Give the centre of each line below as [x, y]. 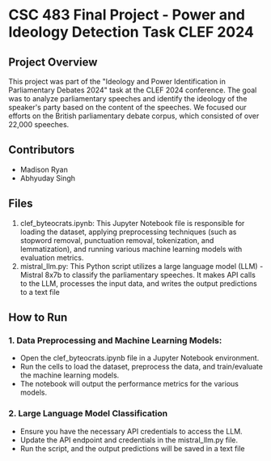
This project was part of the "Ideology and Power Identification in [117, 81]
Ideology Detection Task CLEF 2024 [131, 32]
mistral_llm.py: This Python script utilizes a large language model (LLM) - [142, 266]
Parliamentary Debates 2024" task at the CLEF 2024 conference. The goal [133, 90]
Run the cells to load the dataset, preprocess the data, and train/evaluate [141, 367]
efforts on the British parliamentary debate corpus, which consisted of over [134, 116]
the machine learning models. [70, 375]
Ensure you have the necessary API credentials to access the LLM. [131, 431]
